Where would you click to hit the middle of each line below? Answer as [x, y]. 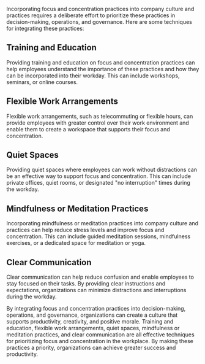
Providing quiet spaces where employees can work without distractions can [102, 170]
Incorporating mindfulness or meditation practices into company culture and [102, 223]
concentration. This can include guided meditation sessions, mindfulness [99, 236]
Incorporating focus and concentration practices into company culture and [100, 9]
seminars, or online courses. [42, 82]
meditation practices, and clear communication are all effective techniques [100, 335]
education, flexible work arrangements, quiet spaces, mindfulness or [93, 328]
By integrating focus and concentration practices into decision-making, [96, 309]
